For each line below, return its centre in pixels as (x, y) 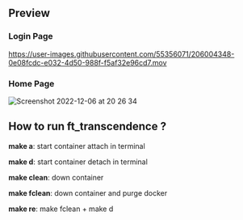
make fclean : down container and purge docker (88, 192)
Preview (29, 13)
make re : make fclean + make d (61, 209)
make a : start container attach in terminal (77, 146)
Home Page (31, 83)
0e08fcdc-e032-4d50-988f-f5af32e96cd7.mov (88, 62)
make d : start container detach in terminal (78, 162)
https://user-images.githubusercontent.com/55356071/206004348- (121, 54)
